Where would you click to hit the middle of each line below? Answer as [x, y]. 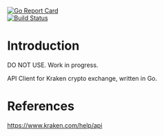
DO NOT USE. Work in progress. [53, 65]
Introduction [43, 46]
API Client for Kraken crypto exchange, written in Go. [82, 78]
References [41, 106]
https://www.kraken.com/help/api [55, 125]
